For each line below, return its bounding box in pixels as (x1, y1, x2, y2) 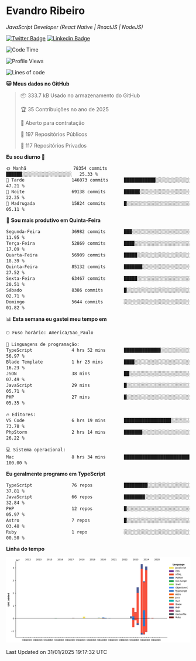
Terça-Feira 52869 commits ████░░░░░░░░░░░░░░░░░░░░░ (6, 240, 190, 246)
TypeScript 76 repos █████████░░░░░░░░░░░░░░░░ (6, 482, 190, 488)
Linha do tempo (6, 545, 45, 552)
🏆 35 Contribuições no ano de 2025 (20, 105, 109, 112)
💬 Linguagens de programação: (6, 341, 80, 347)
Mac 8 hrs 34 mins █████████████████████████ (6, 454, 190, 460)
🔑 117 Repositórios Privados (20, 142, 87, 149)
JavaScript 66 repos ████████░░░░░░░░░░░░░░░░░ (6, 494, 190, 500)
